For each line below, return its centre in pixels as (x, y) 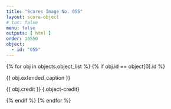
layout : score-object (33, 17)
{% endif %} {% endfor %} (39, 100)
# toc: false (22, 22)
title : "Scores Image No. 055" (45, 11)
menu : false (21, 28)
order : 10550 (22, 39)
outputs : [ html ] (29, 33)
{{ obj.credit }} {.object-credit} (43, 89)
